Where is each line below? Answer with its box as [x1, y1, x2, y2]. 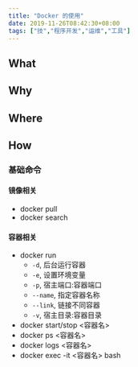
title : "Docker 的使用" [8, 11, 84, 20]
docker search [19, 212, 68, 222]
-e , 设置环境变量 [31, 270, 86, 280]
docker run [19, 250, 57, 260]
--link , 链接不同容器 [31, 300, 100, 310]
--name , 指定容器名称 [31, 291, 100, 300]
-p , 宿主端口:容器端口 [31, 280, 102, 290]
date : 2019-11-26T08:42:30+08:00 [8, 19, 120, 27]
